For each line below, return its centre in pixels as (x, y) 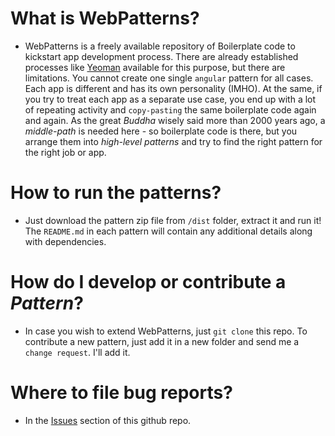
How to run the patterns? (116, 193)
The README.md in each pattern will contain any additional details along (168, 231)
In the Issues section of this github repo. (108, 420)
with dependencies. (65, 241)
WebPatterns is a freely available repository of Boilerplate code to (160, 46)
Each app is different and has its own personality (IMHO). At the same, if (173, 88)
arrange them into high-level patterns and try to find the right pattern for (173, 141)
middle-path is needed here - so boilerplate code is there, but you (161, 131)
